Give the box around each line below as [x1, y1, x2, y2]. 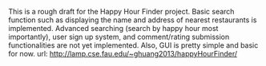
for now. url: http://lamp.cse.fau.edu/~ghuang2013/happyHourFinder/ [8, 49, 238, 58]
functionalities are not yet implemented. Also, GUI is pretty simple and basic [8, 41, 259, 50]
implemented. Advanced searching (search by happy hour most [8, 24, 219, 33]
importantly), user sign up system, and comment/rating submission [8, 32, 230, 41]
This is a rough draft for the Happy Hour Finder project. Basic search [8, 7, 235, 16]
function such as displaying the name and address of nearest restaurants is [8, 15, 257, 25]
